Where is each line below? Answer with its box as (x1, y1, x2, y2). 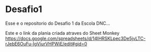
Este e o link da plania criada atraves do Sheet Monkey (5, 30, 120, 36)
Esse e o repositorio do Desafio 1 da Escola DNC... (5, 20, 110, 26)
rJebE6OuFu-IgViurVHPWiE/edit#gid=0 (5, 40, 88, 46)
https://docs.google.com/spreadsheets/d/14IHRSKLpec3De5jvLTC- (5, 35, 146, 41)
